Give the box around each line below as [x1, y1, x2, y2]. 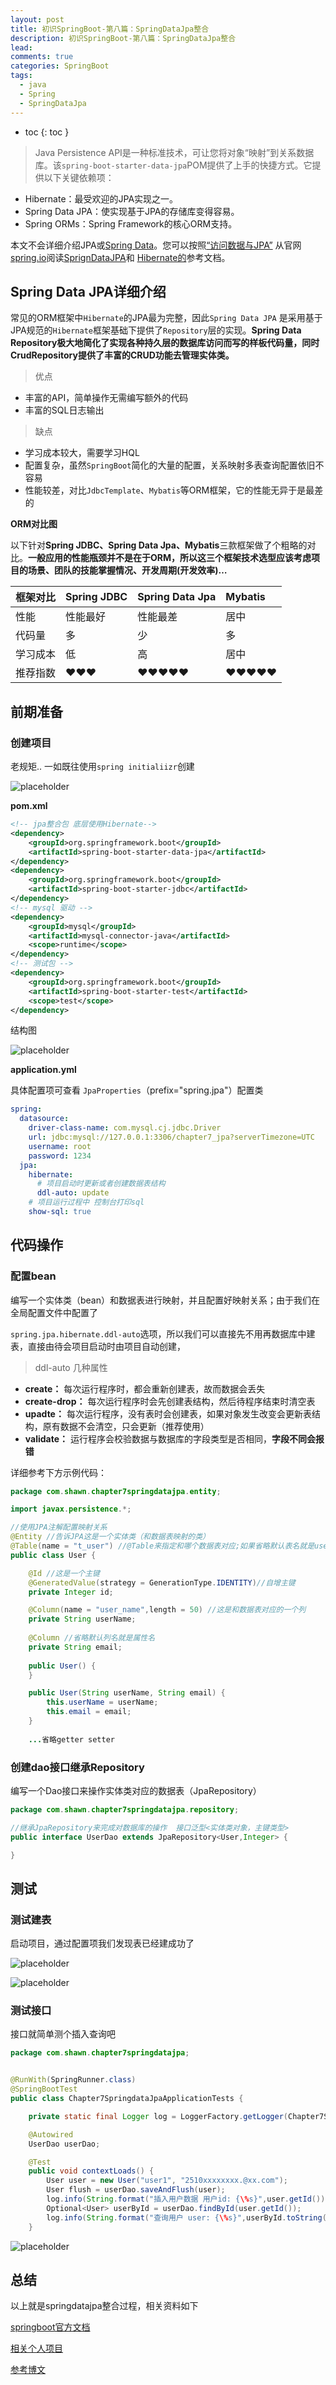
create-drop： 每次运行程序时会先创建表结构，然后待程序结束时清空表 [24, 1395, 316, 1407]
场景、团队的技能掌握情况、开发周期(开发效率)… [27, 564, 228, 576]
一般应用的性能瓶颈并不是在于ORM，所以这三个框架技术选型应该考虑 [28, 552, 312, 564]
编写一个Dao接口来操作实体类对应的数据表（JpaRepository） [10, 1784, 262, 1796]
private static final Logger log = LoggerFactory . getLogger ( [28, 2111, 288, 2121]
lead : [10, 42, 33, 53]
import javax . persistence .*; [10, 1504, 132, 1515]
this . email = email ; [46, 1707, 132, 1717]
